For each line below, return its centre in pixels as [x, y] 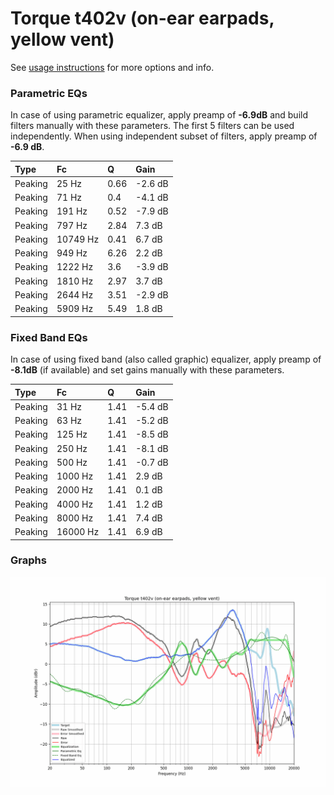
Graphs [28, 560]
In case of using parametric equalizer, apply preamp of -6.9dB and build [159, 115]
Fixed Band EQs [49, 337]
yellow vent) [62, 39]
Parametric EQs [49, 93]
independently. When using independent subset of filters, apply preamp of [164, 136]
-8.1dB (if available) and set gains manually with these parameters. [147, 370]
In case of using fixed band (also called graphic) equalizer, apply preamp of [166, 359]
